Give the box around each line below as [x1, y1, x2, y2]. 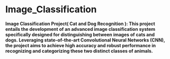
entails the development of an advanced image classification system [5, 26, 156, 32]
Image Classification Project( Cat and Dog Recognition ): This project [5, 21, 156, 27]
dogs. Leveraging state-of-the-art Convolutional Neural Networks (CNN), [5, 37, 165, 43]
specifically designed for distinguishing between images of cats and [5, 31, 155, 37]
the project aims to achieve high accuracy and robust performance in [5, 42, 156, 48]
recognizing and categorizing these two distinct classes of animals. [5, 48, 153, 54]
